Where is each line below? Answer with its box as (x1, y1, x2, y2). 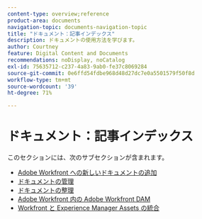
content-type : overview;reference (7, 10, 110, 18)
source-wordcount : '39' (7, 83, 78, 90)
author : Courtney (7, 43, 59, 50)
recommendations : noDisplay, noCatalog (7, 57, 125, 64)
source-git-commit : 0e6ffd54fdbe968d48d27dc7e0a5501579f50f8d (7, 69, 195, 77)
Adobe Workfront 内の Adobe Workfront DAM (17, 195, 151, 203)
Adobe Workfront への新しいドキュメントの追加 (17, 168, 157, 177)
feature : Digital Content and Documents (7, 50, 129, 57)
